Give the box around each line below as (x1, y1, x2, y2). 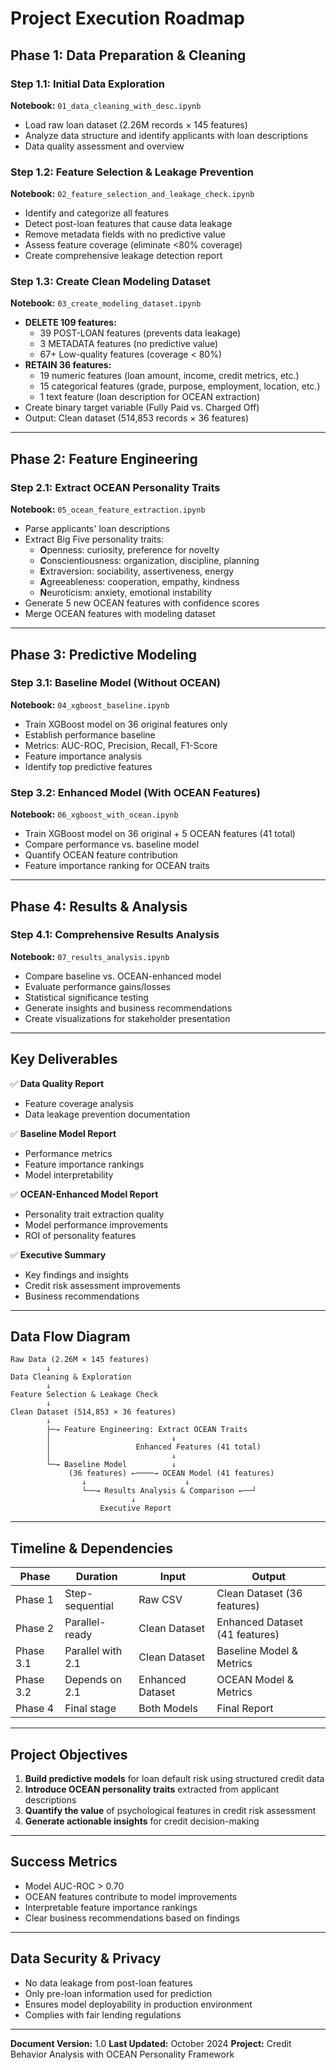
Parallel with (64, 1644, 123, 1658)
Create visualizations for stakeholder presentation (24, 1012, 231, 1024)
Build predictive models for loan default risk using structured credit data (24, 1773, 325, 1785)
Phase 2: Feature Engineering (10, 450, 198, 467)
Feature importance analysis (24, 750, 143, 762)
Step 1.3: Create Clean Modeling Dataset (10, 275, 212, 289)
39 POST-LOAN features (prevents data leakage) (39, 327, 242, 339)
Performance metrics (24, 1147, 113, 1159)
